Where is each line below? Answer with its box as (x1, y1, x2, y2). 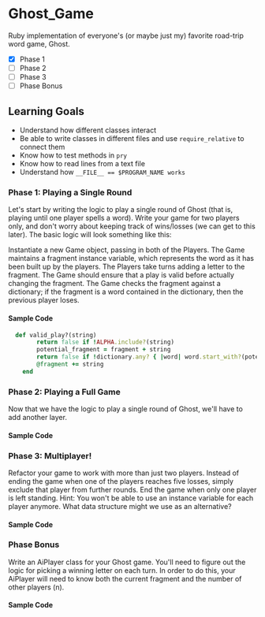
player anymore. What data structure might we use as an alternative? (8, 501, 232, 511)
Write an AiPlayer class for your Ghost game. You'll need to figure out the (8, 557, 246, 567)
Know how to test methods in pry (19, 151, 128, 160)
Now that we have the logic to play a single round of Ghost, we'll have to (8, 404, 243, 414)
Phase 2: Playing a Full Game (8, 386, 121, 397)
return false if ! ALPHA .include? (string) (36, 338, 175, 347)
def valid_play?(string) (15, 331, 97, 339)
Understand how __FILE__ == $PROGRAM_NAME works (19, 167, 185, 177)
